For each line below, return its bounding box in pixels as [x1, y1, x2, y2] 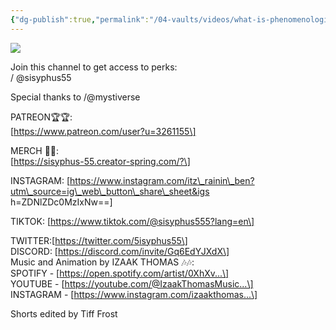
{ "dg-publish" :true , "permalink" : [10, 14, 150, 25]
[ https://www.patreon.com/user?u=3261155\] [10, 125, 197, 137]
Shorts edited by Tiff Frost [10, 307, 118, 320]
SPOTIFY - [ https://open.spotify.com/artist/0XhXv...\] [10, 267, 230, 279]
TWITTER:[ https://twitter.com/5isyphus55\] [10, 234, 188, 246]
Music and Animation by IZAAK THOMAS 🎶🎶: [10, 256, 195, 268]
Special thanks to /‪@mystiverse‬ [10, 91, 141, 103]
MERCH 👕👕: [10, 144, 60, 156]
